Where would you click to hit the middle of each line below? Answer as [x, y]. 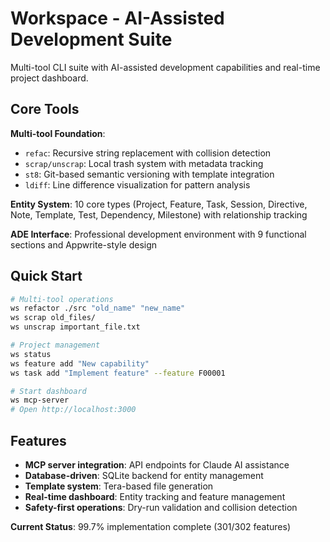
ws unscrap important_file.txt [75, 327]
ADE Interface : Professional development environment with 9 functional [158, 234]
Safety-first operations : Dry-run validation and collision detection [161, 507]
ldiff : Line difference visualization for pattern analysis [137, 184]
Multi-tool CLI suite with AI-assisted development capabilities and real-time [165, 67]
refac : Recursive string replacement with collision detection [148, 153]
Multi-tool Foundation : [58, 133]
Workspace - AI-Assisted [117, 18]
